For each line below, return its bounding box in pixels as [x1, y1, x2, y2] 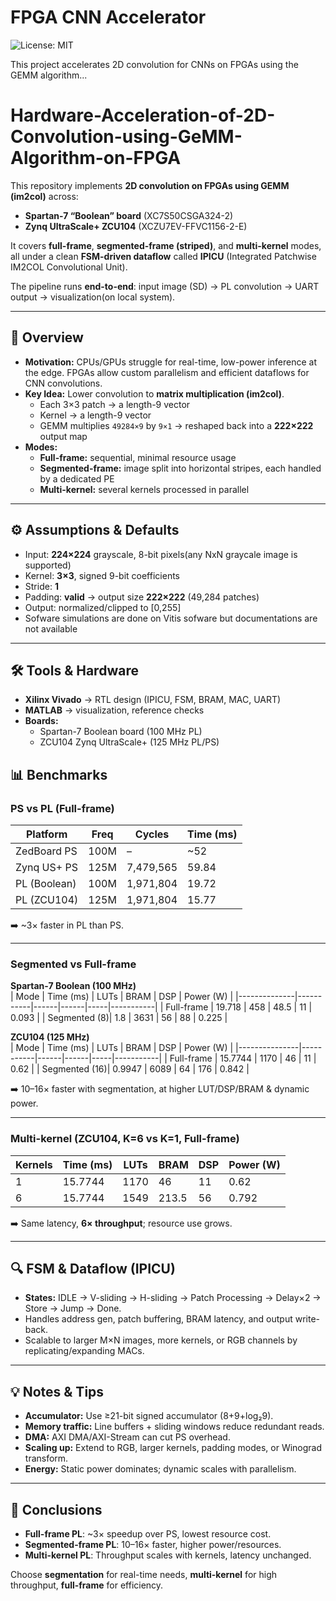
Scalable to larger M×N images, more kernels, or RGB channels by [24, 1334, 298, 1346]
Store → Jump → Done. [24, 1302, 122, 1315]
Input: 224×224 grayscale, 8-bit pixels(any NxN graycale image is [24, 548, 298, 560]
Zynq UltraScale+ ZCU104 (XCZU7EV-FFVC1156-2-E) [24, 220, 248, 232]
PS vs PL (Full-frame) [10, 801, 115, 815]
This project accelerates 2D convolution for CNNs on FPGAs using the [10, 58, 299, 70]
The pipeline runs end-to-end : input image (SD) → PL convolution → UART [10, 280, 320, 292]
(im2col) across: [10, 190, 79, 202]
